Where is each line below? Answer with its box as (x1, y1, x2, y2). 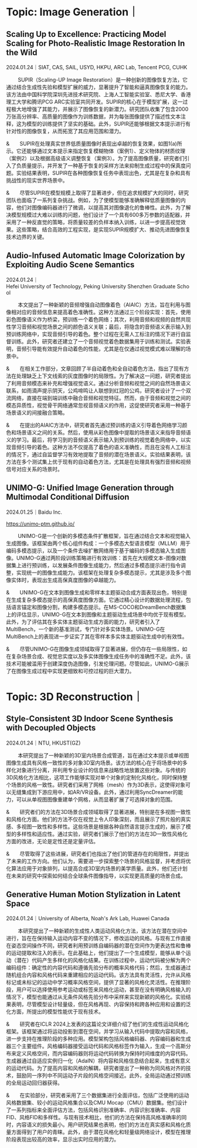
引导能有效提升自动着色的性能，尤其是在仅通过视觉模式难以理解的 (26, 345, 186, 352)
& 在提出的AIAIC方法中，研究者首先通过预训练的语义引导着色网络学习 (6, 421, 183, 429)
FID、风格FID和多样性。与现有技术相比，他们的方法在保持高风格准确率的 (6, 1114, 182, 1121)
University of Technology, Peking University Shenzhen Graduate (20, 282, 176, 289)
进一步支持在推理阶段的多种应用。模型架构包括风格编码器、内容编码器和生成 (6, 1035, 191, 1042)
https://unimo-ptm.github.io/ (6, 520, 75, 527)
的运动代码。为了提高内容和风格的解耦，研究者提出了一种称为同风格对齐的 (6, 1065, 186, 1072)
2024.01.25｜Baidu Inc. (6, 509, 63, 516)
